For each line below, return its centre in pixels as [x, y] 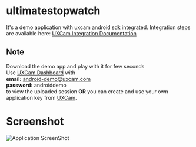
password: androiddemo [36, 85]
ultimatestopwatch [53, 11]
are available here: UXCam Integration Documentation [71, 33]
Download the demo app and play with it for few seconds [75, 66]
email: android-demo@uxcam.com [49, 79]
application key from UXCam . [42, 97]
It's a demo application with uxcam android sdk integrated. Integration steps [98, 27]
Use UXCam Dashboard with [41, 73]
